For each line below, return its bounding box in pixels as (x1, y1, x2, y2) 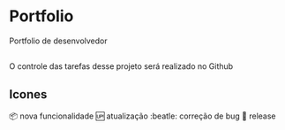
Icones (9, 87, 48, 102)
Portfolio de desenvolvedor (9, 35, 108, 46)
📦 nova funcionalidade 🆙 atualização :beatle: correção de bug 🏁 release (9, 111, 276, 121)
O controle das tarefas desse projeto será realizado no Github (9, 61, 234, 72)
